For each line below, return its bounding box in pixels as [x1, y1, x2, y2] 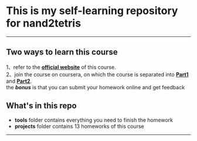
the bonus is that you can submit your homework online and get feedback [6, 83, 185, 90]
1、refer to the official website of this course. [6, 63, 116, 70]
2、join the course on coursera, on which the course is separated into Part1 [6, 70, 189, 78]
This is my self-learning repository [6, 4, 178, 18]
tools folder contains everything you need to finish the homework [14, 116, 173, 123]
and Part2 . [6, 78, 32, 85]
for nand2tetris [6, 16, 81, 30]
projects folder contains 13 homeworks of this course [14, 122, 145, 130]
